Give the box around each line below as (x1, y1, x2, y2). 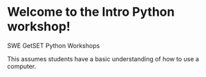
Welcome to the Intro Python (7, 4, 175, 20)
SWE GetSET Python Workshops (7, 41, 100, 49)
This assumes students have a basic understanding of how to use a (7, 54, 199, 63)
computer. (7, 62, 37, 70)
